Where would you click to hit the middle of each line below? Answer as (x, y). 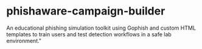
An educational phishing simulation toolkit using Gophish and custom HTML (101, 28)
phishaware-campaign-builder (86, 11)
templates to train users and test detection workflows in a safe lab (89, 34)
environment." (24, 41)
